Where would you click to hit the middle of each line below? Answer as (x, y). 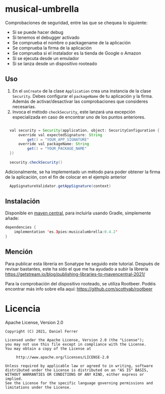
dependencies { (21, 227)
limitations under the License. (38, 387)
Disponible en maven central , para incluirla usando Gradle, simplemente (78, 213)
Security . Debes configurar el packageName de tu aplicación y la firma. (82, 96)
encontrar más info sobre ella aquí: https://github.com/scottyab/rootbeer (79, 289)
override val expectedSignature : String (60, 135)
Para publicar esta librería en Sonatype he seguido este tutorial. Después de (82, 264)
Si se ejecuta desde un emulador (46, 58)
